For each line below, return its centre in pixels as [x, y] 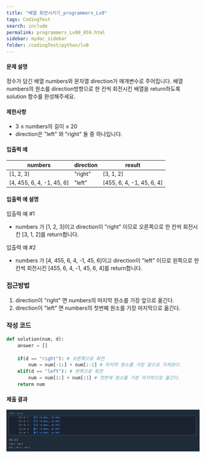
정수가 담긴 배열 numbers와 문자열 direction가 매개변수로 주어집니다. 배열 [95, 81]
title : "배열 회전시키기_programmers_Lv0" [57, 13]
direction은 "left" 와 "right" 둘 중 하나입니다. [69, 134]
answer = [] [32, 345]
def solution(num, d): [35, 339]
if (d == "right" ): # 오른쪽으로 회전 [61, 359]
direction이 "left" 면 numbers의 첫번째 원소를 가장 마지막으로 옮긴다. [98, 308]
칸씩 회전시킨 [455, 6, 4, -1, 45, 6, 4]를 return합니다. [79, 268]
